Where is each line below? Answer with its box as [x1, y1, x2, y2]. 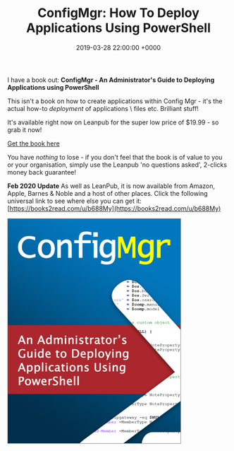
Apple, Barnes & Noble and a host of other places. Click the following [7, 189, 208, 197]
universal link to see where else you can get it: [7, 197, 142, 205]
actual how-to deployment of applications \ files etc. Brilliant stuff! [7, 104, 199, 112]
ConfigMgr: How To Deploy [37, 5, 199, 21]
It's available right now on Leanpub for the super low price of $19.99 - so [7, 118, 219, 127]
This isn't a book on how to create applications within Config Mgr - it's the [7, 97, 223, 105]
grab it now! [7, 125, 42, 134]
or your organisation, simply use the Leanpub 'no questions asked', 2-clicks [7, 160, 228, 169]
